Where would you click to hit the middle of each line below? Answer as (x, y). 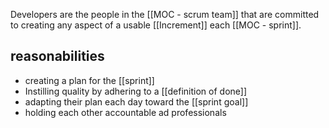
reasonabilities (57, 56)
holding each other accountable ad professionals (125, 112)
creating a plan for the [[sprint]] (89, 80)
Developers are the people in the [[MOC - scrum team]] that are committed (165, 14)
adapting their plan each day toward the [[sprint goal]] (136, 101)
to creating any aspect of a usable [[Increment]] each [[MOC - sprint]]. (156, 25)
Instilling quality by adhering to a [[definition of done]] (136, 91)
